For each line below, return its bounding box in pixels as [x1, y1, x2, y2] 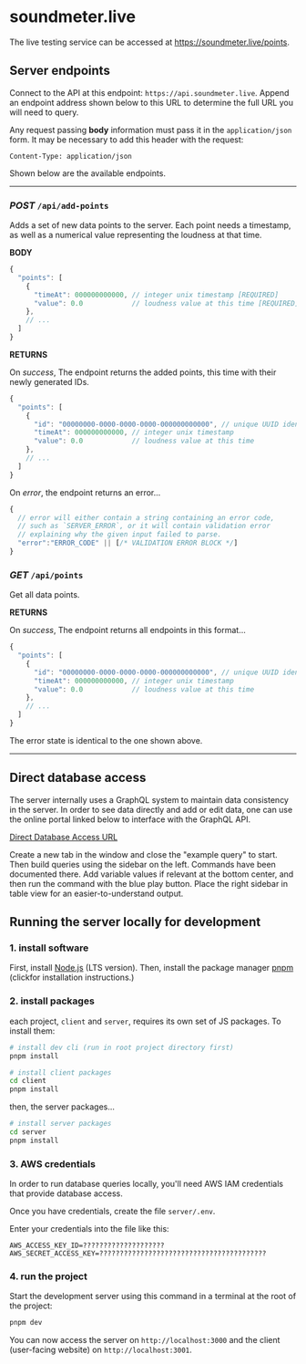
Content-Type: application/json [9, 151, 132, 161]
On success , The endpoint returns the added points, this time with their [9, 367, 277, 378]
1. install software [9, 942, 89, 954]
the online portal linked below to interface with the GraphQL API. [9, 814, 251, 825]
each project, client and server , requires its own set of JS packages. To [9, 1015, 281, 1026]
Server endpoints [9, 63, 111, 78]
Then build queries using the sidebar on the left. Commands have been [9, 859, 276, 869]
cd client [9, 1077, 47, 1086]
